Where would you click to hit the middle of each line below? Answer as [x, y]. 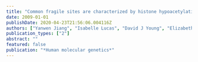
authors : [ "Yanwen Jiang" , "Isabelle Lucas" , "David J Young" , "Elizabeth [100, 28]
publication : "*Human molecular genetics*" [60, 50]
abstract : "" [22, 39]
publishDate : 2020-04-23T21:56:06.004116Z [59, 22]
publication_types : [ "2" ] [38, 34]
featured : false [26, 45]
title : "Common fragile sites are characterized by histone [82, 12]
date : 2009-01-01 [27, 17]
